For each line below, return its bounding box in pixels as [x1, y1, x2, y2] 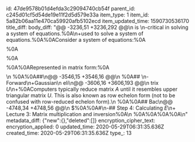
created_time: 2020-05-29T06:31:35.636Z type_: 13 [6, 130, 132, 136]
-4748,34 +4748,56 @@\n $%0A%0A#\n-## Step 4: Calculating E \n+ [6, 104, 176, 111]
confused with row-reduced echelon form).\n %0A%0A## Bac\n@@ [6, 98, 173, 105]
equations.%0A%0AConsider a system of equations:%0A [6, 37, 146, 43]
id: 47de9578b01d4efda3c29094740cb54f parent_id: [6, 5, 135, 12]
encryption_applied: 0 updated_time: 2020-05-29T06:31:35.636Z [6, 123, 164, 130]
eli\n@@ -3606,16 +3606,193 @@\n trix [62, 80, 159, 86]
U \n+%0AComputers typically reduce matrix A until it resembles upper [6, 85, 178, 93]
